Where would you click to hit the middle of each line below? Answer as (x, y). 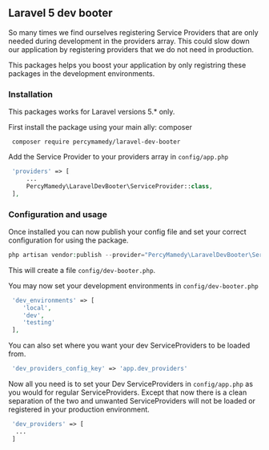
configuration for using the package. (68, 240)
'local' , (37, 307)
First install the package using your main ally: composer (100, 127)
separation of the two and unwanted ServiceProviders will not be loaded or (132, 401)
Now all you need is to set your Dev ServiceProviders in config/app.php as (131, 384)
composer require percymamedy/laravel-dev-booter (96, 142)
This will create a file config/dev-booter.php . (82, 270)
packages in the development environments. (82, 73)
